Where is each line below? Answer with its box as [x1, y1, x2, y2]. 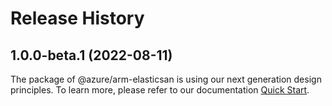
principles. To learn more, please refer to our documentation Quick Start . [10, 84, 310, 96]
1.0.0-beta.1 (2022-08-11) [10, 47, 173, 64]
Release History [10, 7, 145, 30]
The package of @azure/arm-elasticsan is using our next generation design [10, 73, 322, 85]
